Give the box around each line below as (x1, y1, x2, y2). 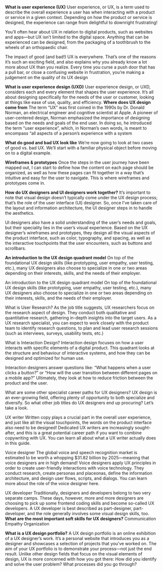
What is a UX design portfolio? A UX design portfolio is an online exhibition (5, 530, 156, 536)
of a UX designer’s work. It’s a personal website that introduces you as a (5, 536, 149, 541)
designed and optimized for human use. (5, 355, 85, 361)
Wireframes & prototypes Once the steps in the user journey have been (5, 160, 149, 165)
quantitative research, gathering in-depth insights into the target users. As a (5, 315, 157, 320)
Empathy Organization (5, 521, 49, 526)
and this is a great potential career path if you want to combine (16, 430, 142, 436)
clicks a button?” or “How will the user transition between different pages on (5, 370, 158, 375)
